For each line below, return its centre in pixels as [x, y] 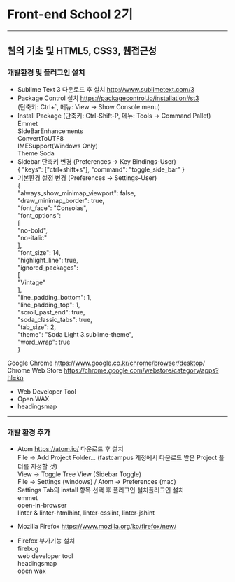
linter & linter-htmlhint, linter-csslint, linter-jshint [86, 513]
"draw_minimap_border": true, [61, 200]
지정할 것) [44, 466]
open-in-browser [42, 505]
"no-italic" [32, 237]
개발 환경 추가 [29, 432]
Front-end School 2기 [70, 14]
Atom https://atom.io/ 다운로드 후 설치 [70, 448]
